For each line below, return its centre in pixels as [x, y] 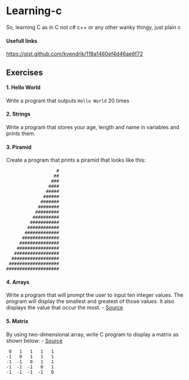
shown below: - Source [35, 340]
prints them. [21, 133]
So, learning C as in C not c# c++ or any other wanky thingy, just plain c [94, 27]
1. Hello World [23, 87]
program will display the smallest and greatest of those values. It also [90, 302]
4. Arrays [18, 282]
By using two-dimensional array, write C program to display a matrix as [92, 334]
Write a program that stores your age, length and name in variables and [93, 127]
